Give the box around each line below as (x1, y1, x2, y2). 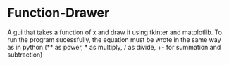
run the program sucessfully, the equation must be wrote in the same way (7, 35, 221, 43)
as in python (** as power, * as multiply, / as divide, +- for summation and (7, 43, 221, 51)
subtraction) (7, 50, 43, 59)
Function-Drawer (7, 5, 110, 21)
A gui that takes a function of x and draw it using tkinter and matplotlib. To (7, 28, 222, 36)
